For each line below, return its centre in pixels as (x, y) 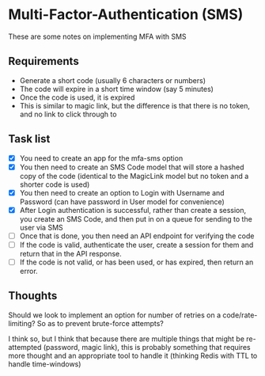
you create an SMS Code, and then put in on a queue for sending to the (136, 218)
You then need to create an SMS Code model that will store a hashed (132, 167)
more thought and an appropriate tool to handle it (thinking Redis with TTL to (133, 355)
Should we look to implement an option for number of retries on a (115, 315)
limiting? (22, 323)
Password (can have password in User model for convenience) (122, 201)
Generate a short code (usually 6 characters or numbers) (113, 80)
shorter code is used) (55, 184)
